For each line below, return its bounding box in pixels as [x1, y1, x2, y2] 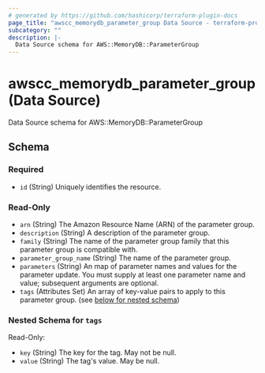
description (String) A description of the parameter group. [19, 228, 211, 237]
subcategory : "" [8, 26, 62, 34]
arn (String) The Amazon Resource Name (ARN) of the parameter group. [19, 220, 255, 229]
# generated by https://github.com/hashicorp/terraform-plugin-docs [8, 11, 238, 20]
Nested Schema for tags [8, 315, 103, 326]
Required [8, 164, 44, 175]
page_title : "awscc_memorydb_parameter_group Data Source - [8, 19, 211, 27]
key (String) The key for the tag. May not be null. [19, 348, 177, 357]
